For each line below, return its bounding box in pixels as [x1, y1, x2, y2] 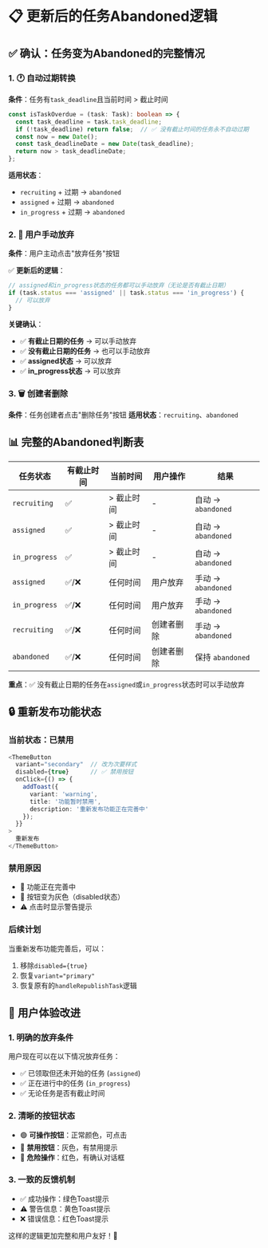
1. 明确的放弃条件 [8, 1032, 74, 1043]
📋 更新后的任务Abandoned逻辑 [8, 7, 218, 26]
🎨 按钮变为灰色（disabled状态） [19, 892, 125, 902]
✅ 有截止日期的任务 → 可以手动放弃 [19, 336, 137, 345]
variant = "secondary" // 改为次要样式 [15, 761, 137, 769]
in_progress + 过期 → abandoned [19, 207, 125, 216]
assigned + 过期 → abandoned [19, 197, 114, 207]
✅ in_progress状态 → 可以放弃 [19, 366, 121, 376]
